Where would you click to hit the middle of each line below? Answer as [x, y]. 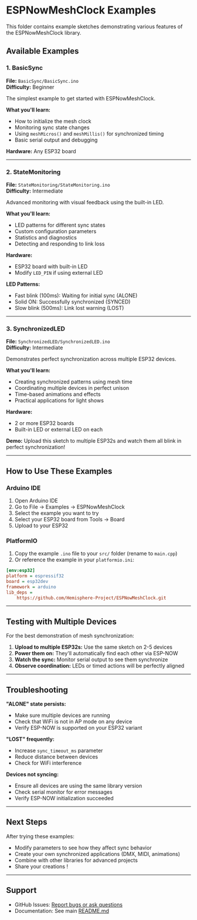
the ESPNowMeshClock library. [44, 32]
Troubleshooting [37, 690]
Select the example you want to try [57, 513]
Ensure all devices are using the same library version [78, 786]
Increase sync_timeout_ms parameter [59, 751]
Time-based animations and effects [57, 395]
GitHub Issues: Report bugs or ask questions [69, 904]
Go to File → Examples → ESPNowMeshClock [69, 507]
